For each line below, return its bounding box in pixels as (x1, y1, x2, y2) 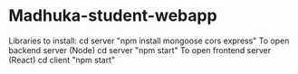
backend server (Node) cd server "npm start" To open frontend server (8, 44, 272, 55)
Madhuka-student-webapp (8, 5, 218, 26)
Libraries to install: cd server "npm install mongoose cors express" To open (8, 35, 290, 46)
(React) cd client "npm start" (8, 54, 115, 65)
